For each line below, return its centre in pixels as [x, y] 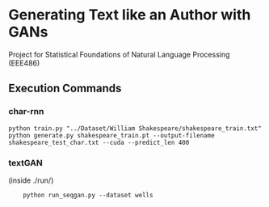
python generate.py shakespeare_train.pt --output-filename [112, 135]
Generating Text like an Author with [130, 15]
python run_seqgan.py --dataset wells [88, 195]
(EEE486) [24, 63]
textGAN [25, 163]
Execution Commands [65, 89]
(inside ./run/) [31, 180]
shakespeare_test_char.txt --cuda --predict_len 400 [99, 142]
